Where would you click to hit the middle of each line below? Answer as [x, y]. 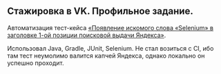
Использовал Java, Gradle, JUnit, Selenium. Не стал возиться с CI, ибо [110, 48]
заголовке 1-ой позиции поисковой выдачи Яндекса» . [87, 35]
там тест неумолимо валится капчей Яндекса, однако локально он [106, 56]
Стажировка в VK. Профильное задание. [100, 11]
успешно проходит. [36, 63]
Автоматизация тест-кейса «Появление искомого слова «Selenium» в [110, 27]
